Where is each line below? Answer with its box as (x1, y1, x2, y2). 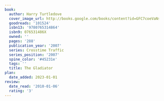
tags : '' (9, 61, 27, 66)
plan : (4, 70, 16, 75)
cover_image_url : (9, 16, 45, 21)
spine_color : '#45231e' (9, 57, 57, 62)
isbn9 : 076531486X (9, 30, 47, 34)
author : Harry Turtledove (9, 12, 62, 17)
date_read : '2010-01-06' (9, 84, 60, 89)
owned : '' (9, 34, 29, 39)
